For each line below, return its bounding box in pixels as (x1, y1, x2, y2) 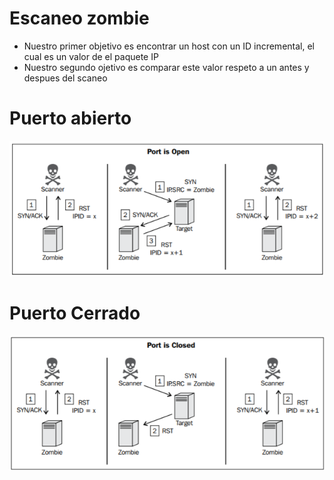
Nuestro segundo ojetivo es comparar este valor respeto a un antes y (23, 61, 310, 73)
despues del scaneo (23, 72, 108, 84)
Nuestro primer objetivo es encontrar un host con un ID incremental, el (23, 40, 315, 52)
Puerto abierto (9, 107, 132, 130)
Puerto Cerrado (9, 302, 141, 325)
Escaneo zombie (9, 7, 150, 30)
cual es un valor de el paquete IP (23, 50, 159, 62)
